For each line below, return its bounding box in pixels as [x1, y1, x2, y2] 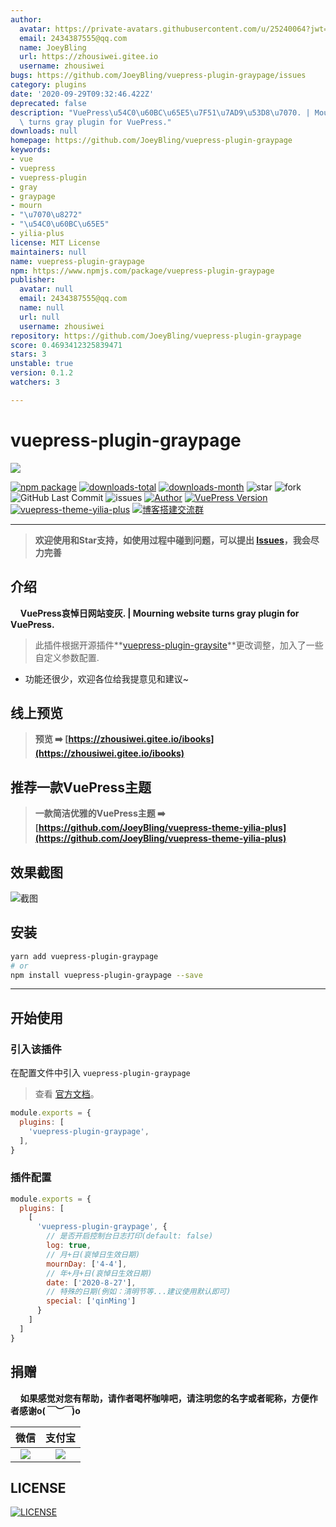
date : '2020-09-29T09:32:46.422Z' [10, 89, 155, 99]
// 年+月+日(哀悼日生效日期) [46, 1268, 153, 1278]
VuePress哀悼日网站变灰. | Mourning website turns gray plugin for [19, 607, 300, 619]
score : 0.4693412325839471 [10, 340, 123, 350]
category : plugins [10, 80, 87, 90]
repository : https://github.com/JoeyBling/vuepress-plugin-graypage [10, 331, 302, 341]
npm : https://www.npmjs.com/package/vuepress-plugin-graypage [10, 266, 275, 276]
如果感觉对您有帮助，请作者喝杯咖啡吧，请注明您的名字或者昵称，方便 [19, 1392, 310, 1404]
